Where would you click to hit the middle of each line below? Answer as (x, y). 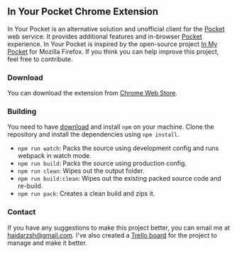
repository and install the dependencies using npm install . (93, 134)
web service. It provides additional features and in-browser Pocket (105, 36)
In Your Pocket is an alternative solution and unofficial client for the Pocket (116, 28)
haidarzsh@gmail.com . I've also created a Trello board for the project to (112, 235)
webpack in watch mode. (54, 156)
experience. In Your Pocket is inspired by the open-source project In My (112, 44)
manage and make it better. (47, 243)
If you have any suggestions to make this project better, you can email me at (119, 228)
